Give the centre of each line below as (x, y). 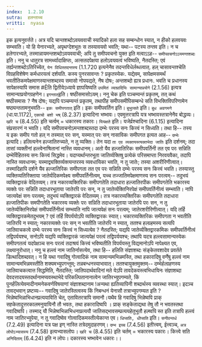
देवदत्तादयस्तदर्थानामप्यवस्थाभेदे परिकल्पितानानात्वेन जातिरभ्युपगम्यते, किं (73, 277)
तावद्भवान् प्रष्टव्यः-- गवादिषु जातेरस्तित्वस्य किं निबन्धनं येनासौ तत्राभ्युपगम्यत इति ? (84, 291)
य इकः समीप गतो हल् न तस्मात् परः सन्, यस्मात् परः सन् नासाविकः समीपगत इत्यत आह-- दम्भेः (93, 135)
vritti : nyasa (25, 23)
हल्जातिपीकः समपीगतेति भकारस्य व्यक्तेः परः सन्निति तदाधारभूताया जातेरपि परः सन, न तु (87, 203)
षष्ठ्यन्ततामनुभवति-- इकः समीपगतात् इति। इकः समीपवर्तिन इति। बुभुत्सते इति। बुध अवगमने (89, 108)
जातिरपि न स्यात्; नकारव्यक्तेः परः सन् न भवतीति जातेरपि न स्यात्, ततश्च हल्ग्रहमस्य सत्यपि (90, 223)
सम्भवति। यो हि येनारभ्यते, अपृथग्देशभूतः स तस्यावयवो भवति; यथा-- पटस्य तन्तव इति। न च (92, 47)
